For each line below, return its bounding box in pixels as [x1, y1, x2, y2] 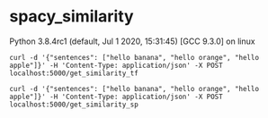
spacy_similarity [9, 6, 134, 27]
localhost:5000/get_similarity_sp [9, 100, 139, 109]
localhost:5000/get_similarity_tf [9, 69, 139, 78]
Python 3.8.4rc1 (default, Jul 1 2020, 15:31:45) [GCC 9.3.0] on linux [9, 36, 255, 46]
